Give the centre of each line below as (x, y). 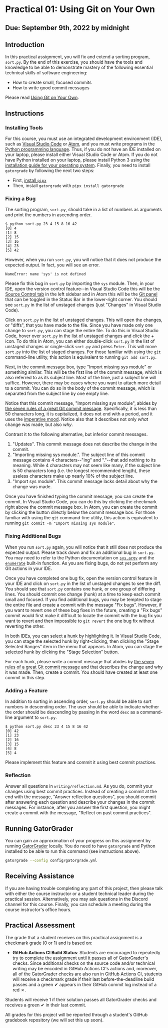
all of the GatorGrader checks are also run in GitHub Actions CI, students (87, 974)
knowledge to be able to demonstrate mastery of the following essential (79, 67)
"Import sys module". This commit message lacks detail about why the (85, 481)
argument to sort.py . (35, 717)
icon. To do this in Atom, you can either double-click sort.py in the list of (80, 341)
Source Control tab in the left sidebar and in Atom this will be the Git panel (81, 294)
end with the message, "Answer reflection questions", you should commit (81, 797)
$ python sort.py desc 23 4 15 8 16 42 (47, 726)
